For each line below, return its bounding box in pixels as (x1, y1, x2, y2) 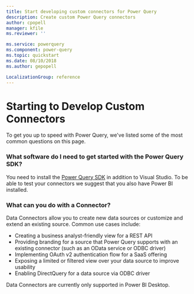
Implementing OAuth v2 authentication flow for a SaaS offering (14, 251, 167, 258)
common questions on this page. (6, 138, 86, 145)
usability (14, 263, 35, 270)
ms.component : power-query (6, 47, 73, 53)
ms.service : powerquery (6, 41, 65, 47)
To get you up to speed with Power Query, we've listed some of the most (6, 131, 183, 139)
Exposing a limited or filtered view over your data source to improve (14, 257, 179, 264)
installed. (6, 186, 28, 193)
